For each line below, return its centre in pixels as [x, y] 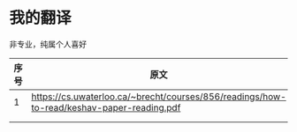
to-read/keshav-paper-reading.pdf [106, 107]
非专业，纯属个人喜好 [48, 44]
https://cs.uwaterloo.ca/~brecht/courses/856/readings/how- [159, 96]
